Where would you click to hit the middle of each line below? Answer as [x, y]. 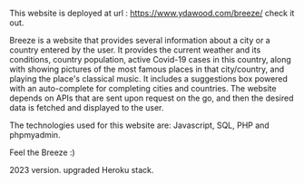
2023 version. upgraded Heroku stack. [82, 170]
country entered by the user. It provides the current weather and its [135, 50]
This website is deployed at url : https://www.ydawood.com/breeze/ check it [152, 13]
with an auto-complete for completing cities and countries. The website [143, 88]
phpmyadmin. [35, 135]
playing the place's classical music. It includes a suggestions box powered [149, 79]
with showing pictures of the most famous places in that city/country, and [147, 69]
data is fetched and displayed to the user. [87, 107]
